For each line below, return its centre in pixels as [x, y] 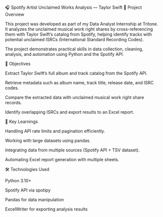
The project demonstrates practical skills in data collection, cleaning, [74, 49]
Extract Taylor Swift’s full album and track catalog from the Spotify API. [76, 73]
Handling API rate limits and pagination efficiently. [55, 131]
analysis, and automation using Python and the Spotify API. [65, 54]
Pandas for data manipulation [35, 200]
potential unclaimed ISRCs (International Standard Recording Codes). [74, 39]
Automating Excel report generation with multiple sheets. [62, 159]
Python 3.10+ [18, 181]
